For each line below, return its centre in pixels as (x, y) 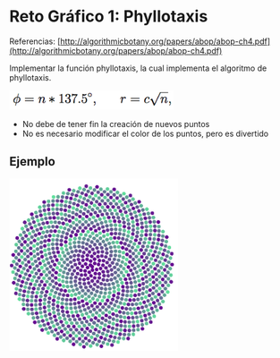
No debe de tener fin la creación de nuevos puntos (116, 124)
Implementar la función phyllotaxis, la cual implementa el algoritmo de (138, 68)
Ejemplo (32, 162)
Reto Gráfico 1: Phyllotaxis (109, 17)
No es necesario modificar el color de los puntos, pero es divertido (145, 133)
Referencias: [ (35, 41)
